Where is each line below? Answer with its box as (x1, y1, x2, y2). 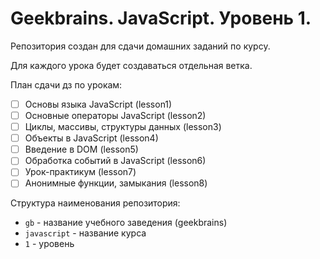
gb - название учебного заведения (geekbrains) (24, 217, 228, 229)
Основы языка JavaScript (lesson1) (24, 98, 173, 110)
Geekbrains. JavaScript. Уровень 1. (10, 7, 312, 30)
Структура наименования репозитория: (10, 197, 181, 209)
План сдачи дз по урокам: (10, 78, 123, 91)
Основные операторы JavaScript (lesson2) (24, 110, 207, 121)
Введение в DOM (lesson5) (24, 143, 139, 156)
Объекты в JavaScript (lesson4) (24, 132, 159, 144)
